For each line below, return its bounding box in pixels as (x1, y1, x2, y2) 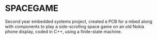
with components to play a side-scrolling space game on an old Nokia (5, 23, 144, 29)
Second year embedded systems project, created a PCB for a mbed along (5, 19, 153, 24)
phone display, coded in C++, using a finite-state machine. (5, 29, 122, 34)
